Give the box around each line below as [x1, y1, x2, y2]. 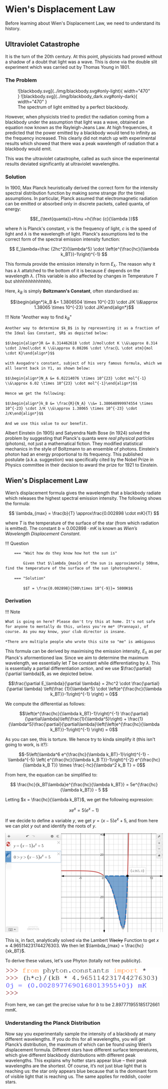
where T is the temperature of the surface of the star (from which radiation [5, 520, 159, 526]
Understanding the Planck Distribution [5, 1019, 101, 1026]
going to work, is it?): [5, 741, 48, 747]
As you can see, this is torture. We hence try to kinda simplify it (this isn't [5, 736, 155, 742]
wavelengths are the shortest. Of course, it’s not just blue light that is [5, 1063, 146, 1069]
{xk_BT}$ [5, 948, 24, 954]
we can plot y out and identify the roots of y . [5, 823, 96, 829]
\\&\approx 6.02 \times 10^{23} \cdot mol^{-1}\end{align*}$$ [5, 381, 137, 386]
